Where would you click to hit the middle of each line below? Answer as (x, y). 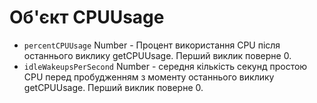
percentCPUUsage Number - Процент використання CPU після (152, 45)
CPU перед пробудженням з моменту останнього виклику (149, 77)
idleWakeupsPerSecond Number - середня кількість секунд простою (165, 66)
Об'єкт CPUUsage (87, 17)
